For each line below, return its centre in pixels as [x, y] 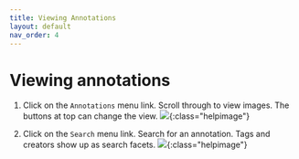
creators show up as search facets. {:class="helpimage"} [135, 145]
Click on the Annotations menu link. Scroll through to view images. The [156, 105]
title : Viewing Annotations [63, 18]
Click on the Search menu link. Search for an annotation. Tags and [146, 134]
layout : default [40, 26]
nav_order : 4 [34, 35]
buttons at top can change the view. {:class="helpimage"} [136, 116]
